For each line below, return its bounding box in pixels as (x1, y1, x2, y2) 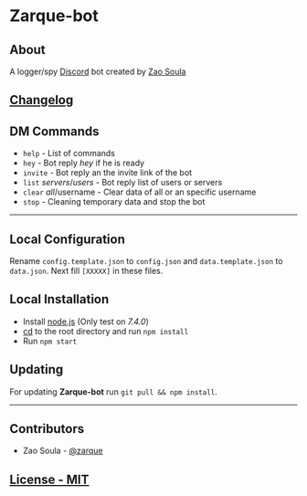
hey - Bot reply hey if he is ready (22, 157, 144, 169)
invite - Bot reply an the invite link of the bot (22, 167, 193, 178)
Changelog (9, 92, 74, 108)
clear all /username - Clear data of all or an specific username (22, 186, 257, 197)
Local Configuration (9, 231, 126, 247)
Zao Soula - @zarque (22, 445, 103, 457)
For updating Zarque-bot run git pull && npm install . (9, 385, 217, 397)
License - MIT (9, 471, 90, 487)
